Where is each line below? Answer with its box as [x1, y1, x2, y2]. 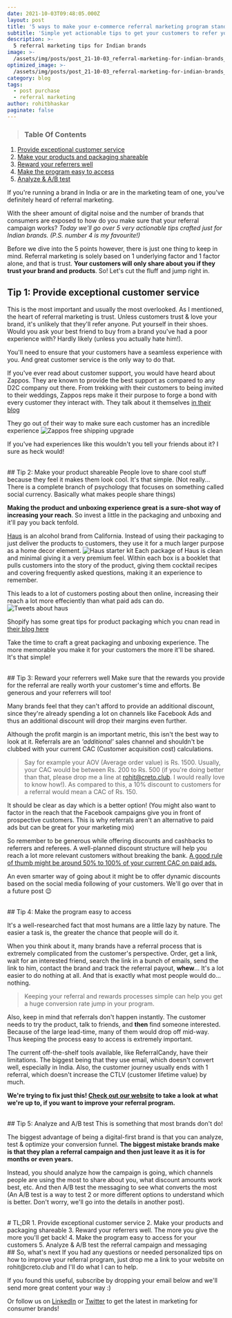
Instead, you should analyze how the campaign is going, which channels [7, 1168, 213, 1177]
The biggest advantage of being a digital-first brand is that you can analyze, [7, 1132, 224, 1141]
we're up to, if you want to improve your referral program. [7, 1098, 175, 1107]
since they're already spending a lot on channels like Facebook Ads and [7, 709, 212, 717]
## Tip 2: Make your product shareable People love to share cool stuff [7, 468, 207, 476]
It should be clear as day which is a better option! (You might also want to [7, 801, 216, 809]
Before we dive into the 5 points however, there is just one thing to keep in [7, 245, 218, 253]
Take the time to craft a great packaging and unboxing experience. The [7, 638, 209, 647]
